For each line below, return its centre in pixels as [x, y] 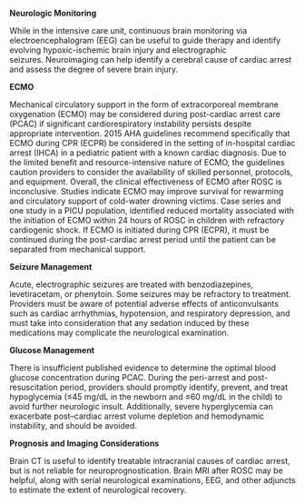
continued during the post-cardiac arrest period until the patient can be [143, 239]
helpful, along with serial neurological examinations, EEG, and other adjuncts [152, 480]
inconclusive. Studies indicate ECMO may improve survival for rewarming [147, 191]
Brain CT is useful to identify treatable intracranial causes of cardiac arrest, [150, 461]
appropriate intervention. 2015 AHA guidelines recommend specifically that [150, 133]
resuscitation [34, 387]
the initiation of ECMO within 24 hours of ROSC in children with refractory [147, 220]
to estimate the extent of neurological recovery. [98, 490]
